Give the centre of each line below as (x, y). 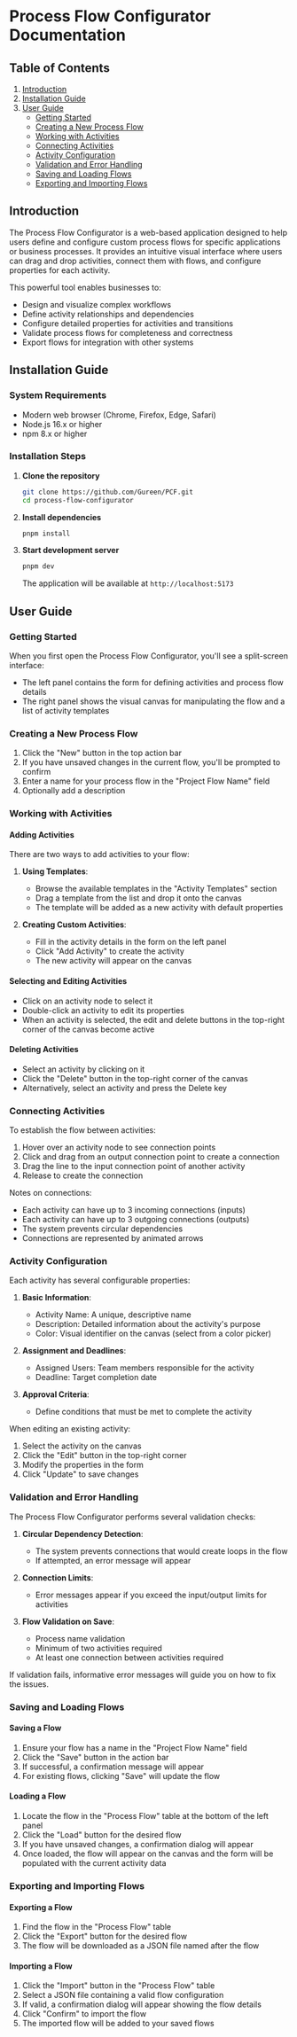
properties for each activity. (60, 270)
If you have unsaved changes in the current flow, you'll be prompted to (151, 762)
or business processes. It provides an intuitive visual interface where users (146, 251)
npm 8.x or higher (55, 433)
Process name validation (80, 1638)
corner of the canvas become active (88, 1029)
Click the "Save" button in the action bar (95, 1757)
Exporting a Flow (41, 1907)
